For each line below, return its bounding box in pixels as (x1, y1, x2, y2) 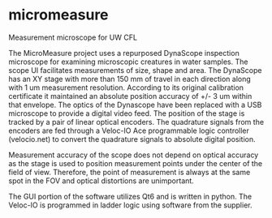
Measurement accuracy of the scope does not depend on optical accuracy (8, 150, 259, 160)
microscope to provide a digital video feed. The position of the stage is (8, 108, 245, 118)
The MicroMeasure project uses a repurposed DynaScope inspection (8, 48, 240, 58)
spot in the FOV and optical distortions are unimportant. (8, 176, 195, 186)
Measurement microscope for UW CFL (8, 32, 138, 42)
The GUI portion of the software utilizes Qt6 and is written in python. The (8, 191, 253, 201)
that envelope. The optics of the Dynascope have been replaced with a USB (8, 100, 262, 109)
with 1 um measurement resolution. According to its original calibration (8, 83, 244, 92)
